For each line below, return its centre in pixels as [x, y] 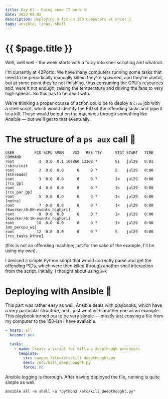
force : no [33, 367]
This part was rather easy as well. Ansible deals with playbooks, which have [84, 305]
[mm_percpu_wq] [21, 228]
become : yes [22, 335]
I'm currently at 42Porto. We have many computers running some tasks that [83, 72]
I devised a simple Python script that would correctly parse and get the [78, 261]
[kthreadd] [17, 175]
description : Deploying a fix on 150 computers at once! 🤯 [68, 19]
